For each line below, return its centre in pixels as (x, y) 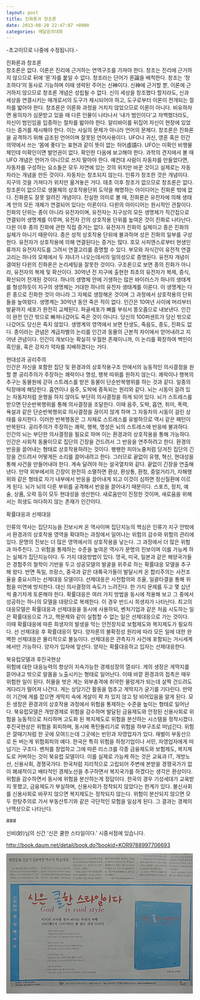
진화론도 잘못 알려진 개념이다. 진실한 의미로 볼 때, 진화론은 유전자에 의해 (97, 197)
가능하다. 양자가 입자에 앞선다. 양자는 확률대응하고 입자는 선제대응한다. (104, 647)
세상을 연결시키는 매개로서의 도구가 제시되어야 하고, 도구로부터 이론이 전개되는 (97, 100)
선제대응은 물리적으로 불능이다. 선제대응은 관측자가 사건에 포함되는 (94, 639)
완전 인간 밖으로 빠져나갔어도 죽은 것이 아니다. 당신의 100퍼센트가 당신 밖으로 (102, 317)
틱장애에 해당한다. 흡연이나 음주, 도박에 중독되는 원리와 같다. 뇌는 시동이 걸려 (95, 389)
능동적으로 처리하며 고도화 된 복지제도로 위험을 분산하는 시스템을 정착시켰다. (106, 719)
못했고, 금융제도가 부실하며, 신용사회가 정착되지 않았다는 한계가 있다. (92, 786)
